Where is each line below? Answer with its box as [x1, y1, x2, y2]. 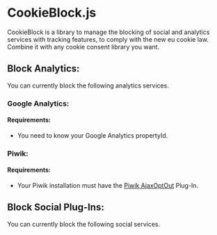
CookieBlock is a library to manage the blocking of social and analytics [7, 28, 210, 36]
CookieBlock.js [7, 5, 97, 21]
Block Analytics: [7, 63, 80, 74]
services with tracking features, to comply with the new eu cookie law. [7, 35, 209, 43]
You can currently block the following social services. [7, 220, 161, 228]
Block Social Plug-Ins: [7, 202, 104, 213]
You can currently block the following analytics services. [7, 81, 169, 90]
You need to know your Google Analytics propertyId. [17, 131, 168, 140]
